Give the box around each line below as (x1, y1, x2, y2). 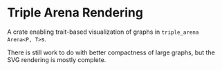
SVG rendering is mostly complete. (7, 55, 107, 63)
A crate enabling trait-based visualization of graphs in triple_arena (7, 28, 199, 36)
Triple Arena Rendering (7, 5, 144, 21)
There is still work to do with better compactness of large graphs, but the (7, 48, 216, 57)
